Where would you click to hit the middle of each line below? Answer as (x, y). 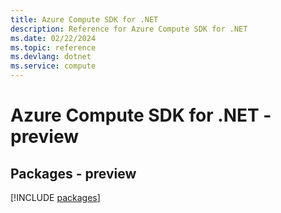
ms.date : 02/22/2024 (53, 38)
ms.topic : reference (53, 47)
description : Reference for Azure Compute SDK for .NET (129, 29)
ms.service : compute (53, 66)
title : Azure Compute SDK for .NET (84, 19)
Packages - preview (73, 173)
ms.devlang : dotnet (51, 57)
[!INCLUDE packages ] (55, 197)
